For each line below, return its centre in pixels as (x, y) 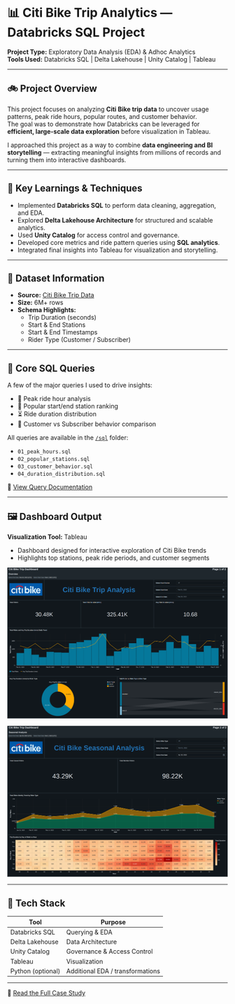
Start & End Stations (57, 325)
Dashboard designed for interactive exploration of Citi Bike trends (112, 550)
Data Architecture (92, 942)
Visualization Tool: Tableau (47, 537)
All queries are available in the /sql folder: (68, 438)
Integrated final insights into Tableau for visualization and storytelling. (117, 250)
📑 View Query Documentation (50, 487)
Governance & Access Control (109, 952)
